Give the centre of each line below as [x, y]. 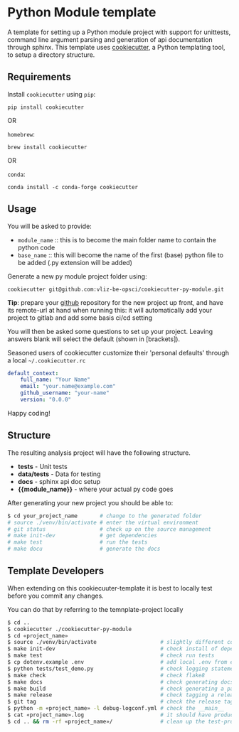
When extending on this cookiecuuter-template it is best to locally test [110, 588]
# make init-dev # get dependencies [83, 536]
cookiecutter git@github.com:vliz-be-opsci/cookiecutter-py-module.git [116, 289]
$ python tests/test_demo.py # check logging [108, 669]
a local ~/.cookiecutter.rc [47, 360]
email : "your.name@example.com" [68, 387]
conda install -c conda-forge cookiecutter [73, 187]
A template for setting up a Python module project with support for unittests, [119, 32]
